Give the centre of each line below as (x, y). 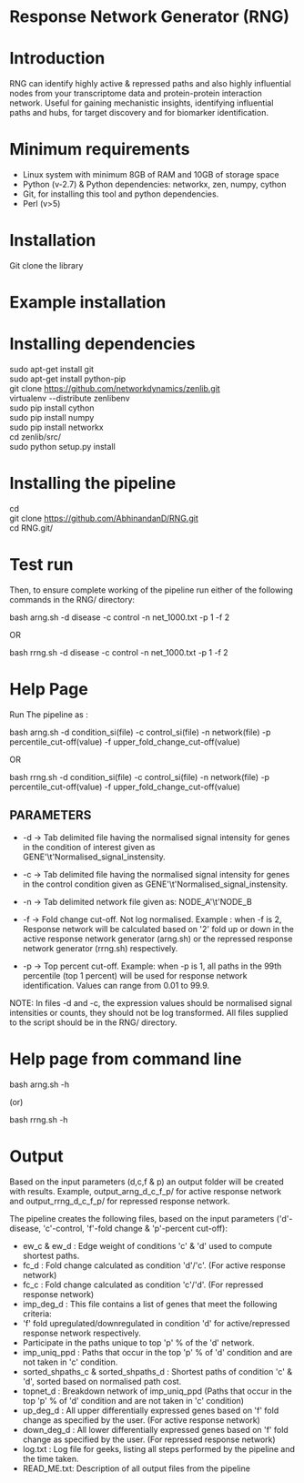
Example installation (88, 303)
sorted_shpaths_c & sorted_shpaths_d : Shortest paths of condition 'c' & (157, 1371)
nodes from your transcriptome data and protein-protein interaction (136, 94)
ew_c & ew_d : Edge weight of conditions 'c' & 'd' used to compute (147, 1245)
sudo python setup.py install (62, 447)
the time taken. (51, 1458)
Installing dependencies (102, 344)
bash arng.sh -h (40, 1084)
